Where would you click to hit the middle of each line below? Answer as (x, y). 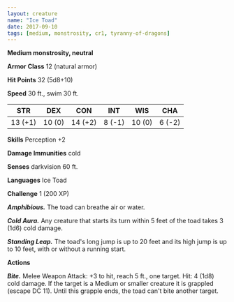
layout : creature (32, 14)
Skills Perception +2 (37, 139)
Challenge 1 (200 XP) (38, 194)
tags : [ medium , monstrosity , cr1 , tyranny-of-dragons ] (89, 33)
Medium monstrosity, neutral (50, 53)
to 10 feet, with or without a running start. (67, 249)
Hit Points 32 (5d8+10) (40, 80)
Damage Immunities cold (44, 153)
